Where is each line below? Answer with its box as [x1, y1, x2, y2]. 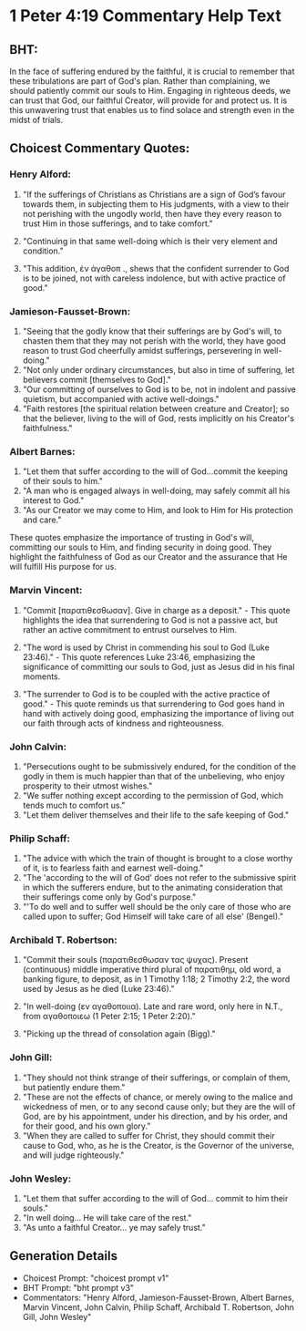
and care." [22, 514, 62, 525]
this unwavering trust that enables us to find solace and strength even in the [9, 105, 295, 115]
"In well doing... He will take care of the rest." [22, 1212, 192, 1223]
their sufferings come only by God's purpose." [22, 892, 197, 903]
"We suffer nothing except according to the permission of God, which [22, 789, 284, 800]
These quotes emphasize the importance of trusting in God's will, [9, 532, 255, 543]
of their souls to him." [22, 476, 103, 487]
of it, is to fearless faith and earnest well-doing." [22, 862, 204, 873]
